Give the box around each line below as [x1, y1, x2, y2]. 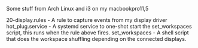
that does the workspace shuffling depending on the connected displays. [6, 36, 187, 42]
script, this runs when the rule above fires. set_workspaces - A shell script [6, 29, 190, 36]
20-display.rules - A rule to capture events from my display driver [6, 17, 167, 23]
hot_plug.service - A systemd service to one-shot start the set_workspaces [6, 23, 193, 30]
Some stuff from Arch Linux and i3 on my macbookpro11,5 [6, 5, 149, 12]
